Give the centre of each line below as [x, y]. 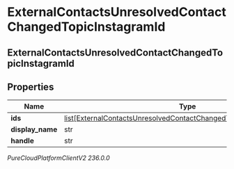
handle [23, 141]
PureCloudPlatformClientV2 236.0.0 [58, 158]
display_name [34, 129]
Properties [31, 87]
